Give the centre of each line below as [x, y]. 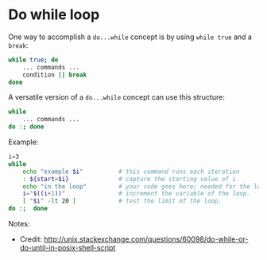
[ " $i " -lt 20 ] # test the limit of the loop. [122, 201]
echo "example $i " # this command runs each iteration [131, 171]
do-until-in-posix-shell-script [68, 248]
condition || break [55, 75]
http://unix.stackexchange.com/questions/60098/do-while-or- [146, 239]
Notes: [19, 224]
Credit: [31, 239]
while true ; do [33, 60]
